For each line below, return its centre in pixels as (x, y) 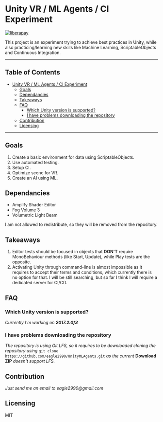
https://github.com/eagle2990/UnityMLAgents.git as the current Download (81, 356)
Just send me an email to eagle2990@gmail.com (54, 388)
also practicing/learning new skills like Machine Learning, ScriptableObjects (81, 47)
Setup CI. (21, 167)
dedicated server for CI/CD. (40, 283)
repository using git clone (32, 351)
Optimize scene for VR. (35, 173)
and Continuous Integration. (33, 53)
